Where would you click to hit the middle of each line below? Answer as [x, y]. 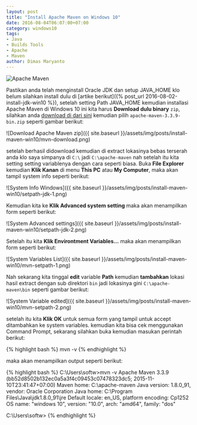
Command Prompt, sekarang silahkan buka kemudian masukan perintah [94, 331]
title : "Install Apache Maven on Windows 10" [63, 17]
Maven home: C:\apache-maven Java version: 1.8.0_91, [124, 385]
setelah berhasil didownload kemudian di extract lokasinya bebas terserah [97, 151]
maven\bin [18, 290]
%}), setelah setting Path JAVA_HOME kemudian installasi [118, 102]
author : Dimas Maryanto [36, 61]
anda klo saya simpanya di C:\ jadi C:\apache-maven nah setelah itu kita [93, 157]
